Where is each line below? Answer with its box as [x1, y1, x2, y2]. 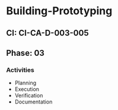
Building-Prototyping [6, 4, 113, 18]
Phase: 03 [6, 48, 44, 58]
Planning [14, 79, 37, 87]
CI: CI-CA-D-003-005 [6, 28, 89, 38]
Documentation [14, 98, 53, 105]
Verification [14, 92, 43, 99]
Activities [6, 65, 34, 74]
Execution [14, 86, 40, 93]
